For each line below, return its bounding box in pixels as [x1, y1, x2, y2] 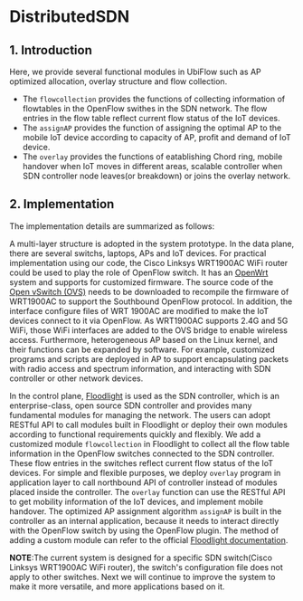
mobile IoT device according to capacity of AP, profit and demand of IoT [22, 132, 291, 142]
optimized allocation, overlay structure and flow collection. [9, 76, 228, 87]
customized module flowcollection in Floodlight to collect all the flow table [9, 438, 290, 449]
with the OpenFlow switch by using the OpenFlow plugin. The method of [9, 525, 279, 536]
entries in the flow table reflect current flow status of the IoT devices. [22, 113, 280, 123]
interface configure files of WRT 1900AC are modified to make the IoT [9, 305, 270, 316]
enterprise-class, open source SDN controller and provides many [9, 400, 252, 411]
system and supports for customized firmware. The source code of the [9, 276, 274, 287]
